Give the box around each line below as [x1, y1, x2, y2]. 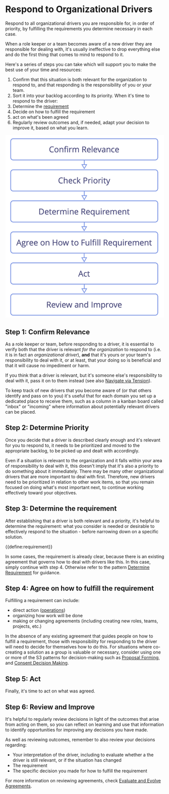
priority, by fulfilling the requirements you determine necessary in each [5, 25, 153, 31]
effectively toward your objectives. [5, 489, 77, 495]
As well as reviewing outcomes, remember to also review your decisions [5, 736, 155, 743]
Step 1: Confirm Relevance [5, 327, 90, 336]
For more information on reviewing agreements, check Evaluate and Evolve [5, 778, 161, 784]
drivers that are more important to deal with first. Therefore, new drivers [5, 473, 155, 479]
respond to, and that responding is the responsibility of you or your [12, 82, 152, 88]
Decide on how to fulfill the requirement [12, 109, 95, 115]
